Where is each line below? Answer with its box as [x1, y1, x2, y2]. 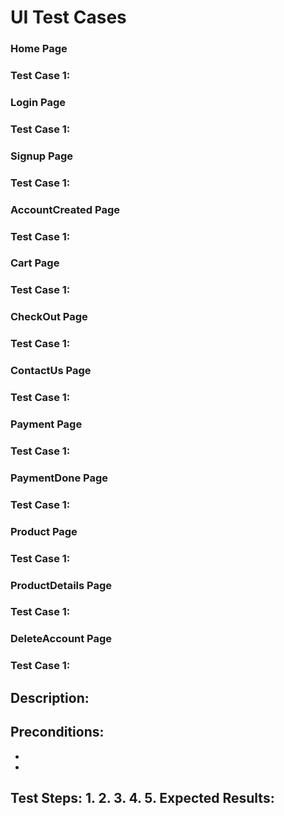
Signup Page [10, 149, 74, 163]
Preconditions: [10, 724, 105, 741]
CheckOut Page [10, 310, 88, 324]
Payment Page [10, 417, 83, 431]
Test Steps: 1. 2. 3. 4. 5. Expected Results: [10, 789, 275, 806]
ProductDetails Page [10, 578, 113, 592]
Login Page [10, 95, 67, 109]
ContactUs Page [10, 364, 92, 378]
